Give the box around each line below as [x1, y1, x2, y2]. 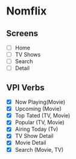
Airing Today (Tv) [14, 125, 59, 133]
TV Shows [14, 51, 41, 58]
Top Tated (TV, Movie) [14, 112, 71, 119]
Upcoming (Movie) [14, 105, 62, 113]
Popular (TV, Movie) [14, 119, 65, 126]
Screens [6, 28, 38, 39]
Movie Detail [14, 139, 46, 146]
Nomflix [6, 4, 47, 18]
